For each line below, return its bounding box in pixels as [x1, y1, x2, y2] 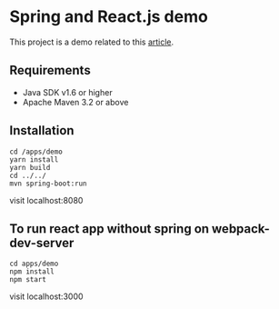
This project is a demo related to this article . [9, 36, 174, 47]
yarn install [9, 154, 59, 164]
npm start [9, 275, 47, 284]
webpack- [212, 221, 271, 236]
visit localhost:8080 [9, 194, 84, 205]
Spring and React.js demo [9, 6, 209, 27]
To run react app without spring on [9, 221, 210, 236]
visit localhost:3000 [9, 291, 84, 302]
